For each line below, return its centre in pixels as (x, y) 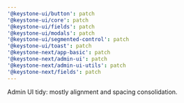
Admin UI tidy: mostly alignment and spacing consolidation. (92, 92)
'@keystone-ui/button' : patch (51, 14)
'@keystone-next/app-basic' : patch (59, 53)
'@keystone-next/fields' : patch (54, 72)
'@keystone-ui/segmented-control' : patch (68, 40)
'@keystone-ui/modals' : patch (51, 33)
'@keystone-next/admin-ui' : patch (58, 59)
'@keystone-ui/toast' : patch (49, 46)
